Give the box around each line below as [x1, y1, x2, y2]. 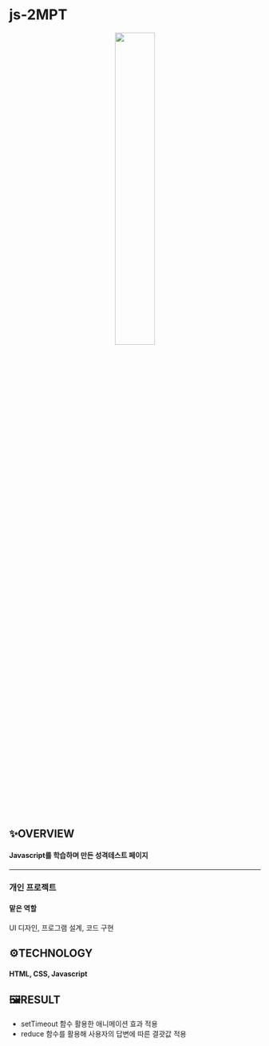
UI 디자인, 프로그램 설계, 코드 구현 [9, 923, 114, 932]
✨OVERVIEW [9, 827, 75, 841]
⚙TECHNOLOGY [9, 947, 93, 960]
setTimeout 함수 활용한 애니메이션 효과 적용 [20, 1019, 158, 1029]
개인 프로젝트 [9, 882, 57, 893]
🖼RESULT [9, 993, 61, 1007]
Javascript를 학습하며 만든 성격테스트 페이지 [9, 850, 148, 860]
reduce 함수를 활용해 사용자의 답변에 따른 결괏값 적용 [20, 1029, 187, 1039]
